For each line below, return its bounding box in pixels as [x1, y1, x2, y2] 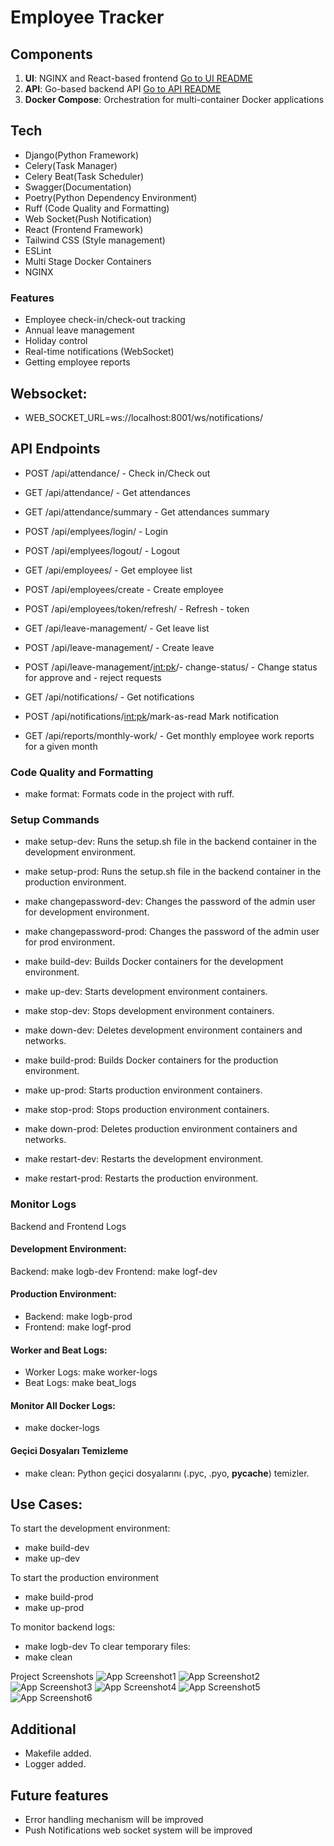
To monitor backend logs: [10, 1621, 116, 1633]
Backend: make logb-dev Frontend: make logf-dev [10, 1265, 218, 1277]
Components [10, 46, 93, 63]
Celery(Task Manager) [24, 159, 118, 171]
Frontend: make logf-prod [24, 1321, 132, 1333]
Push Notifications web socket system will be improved [24, 1824, 253, 1836]
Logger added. [24, 1758, 87, 1770]
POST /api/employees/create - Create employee [24, 583, 224, 595]
